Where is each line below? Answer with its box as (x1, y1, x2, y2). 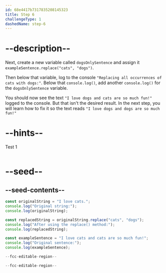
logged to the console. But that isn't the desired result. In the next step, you (5, 100, 160, 106)
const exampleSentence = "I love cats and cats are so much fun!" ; (5, 236, 149, 241)
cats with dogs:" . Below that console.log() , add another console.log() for (5, 80, 161, 86)
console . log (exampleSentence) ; (5, 245, 70, 250)
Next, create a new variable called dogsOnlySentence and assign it (5, 60, 140, 66)
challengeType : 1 (5, 17, 41, 22)
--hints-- (5, 127, 43, 139)
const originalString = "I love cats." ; (5, 199, 91, 204)
